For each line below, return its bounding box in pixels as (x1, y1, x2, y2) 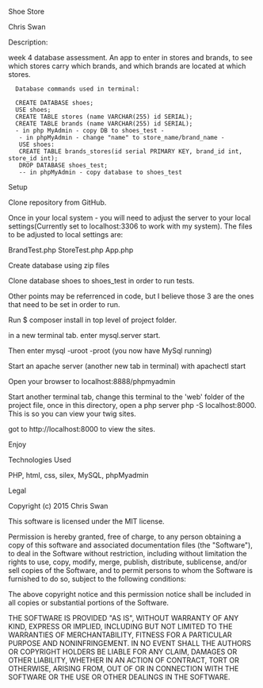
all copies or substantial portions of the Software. (8, 598, 169, 607)
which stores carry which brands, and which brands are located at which (8, 61, 246, 71)
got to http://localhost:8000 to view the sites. (8, 425, 156, 433)
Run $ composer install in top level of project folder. (8, 315, 177, 325)
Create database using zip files (8, 261, 109, 270)
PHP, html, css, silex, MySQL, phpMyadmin (8, 471, 149, 479)
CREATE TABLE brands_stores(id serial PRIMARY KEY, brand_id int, (18, 148, 243, 156)
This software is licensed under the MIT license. (8, 517, 165, 526)
